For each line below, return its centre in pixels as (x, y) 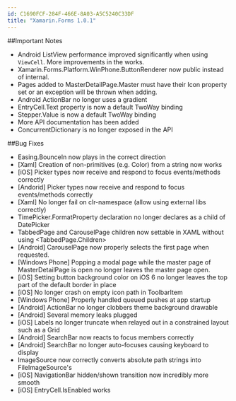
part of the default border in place (67, 284)
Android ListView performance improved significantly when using (113, 54)
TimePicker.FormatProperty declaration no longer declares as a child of (122, 217)
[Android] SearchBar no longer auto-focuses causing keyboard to (113, 344)
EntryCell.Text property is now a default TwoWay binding (100, 107)
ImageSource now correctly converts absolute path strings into (109, 360)
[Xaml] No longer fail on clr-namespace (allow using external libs (112, 202)
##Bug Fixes (26, 143)
